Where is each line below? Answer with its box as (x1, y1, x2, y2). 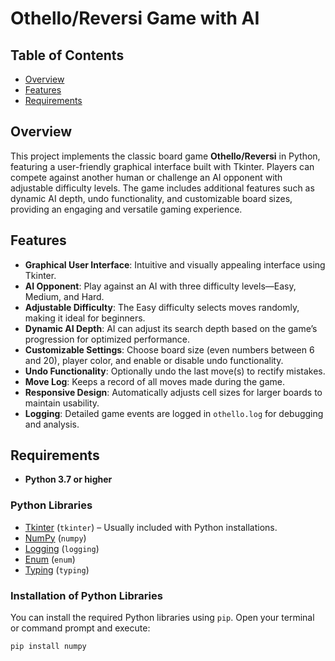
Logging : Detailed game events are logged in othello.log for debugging (24, 407, 324, 419)
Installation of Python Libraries (10, 588, 163, 602)
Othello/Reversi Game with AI (10, 7, 260, 30)
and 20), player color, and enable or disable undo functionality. (24, 354, 284, 366)
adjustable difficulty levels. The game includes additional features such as (10, 182, 315, 194)
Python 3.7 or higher (24, 473, 113, 486)
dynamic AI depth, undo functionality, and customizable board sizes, (10, 192, 293, 204)
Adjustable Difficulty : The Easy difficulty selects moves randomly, (24, 301, 300, 313)
